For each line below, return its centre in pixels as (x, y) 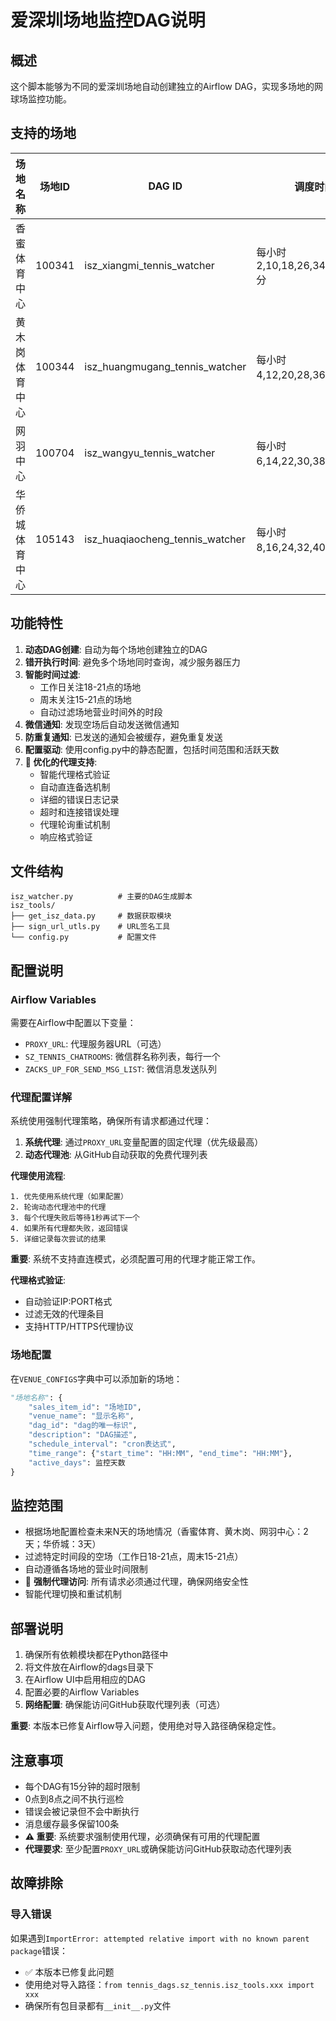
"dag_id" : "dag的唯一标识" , (83, 1426)
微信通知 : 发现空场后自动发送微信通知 (102, 724)
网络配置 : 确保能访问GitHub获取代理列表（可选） (125, 1705)
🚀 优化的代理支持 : (61, 762)
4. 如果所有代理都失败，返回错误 (69, 1229)
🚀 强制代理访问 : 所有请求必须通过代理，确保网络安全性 (136, 1582)
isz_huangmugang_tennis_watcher (165, 366)
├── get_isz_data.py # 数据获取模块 (91, 916)
